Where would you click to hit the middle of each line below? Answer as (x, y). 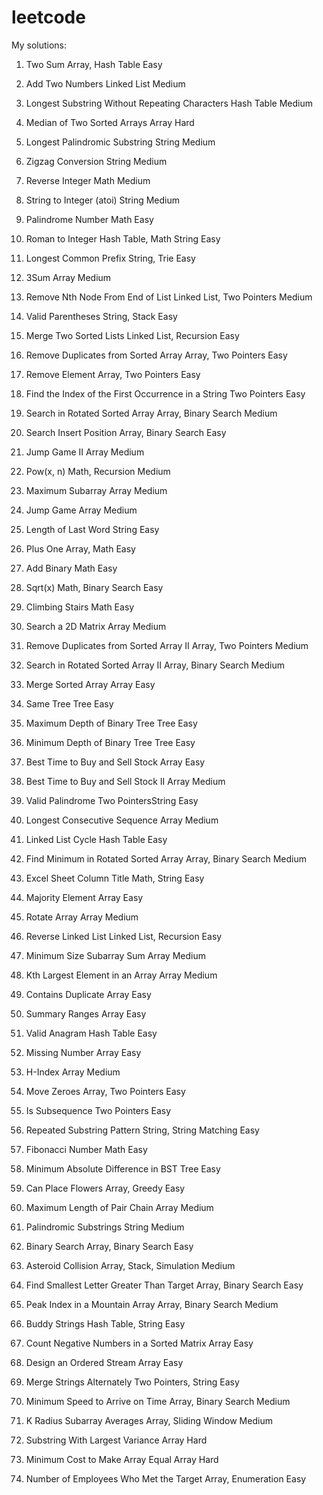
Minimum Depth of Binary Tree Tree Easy (110, 742)
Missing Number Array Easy (83, 1052)
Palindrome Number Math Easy (89, 219)
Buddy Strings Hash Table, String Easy (105, 1323)
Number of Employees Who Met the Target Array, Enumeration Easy (166, 1478)
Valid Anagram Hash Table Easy (91, 1033)
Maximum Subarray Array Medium (96, 490)
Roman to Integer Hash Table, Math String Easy (123, 238)
